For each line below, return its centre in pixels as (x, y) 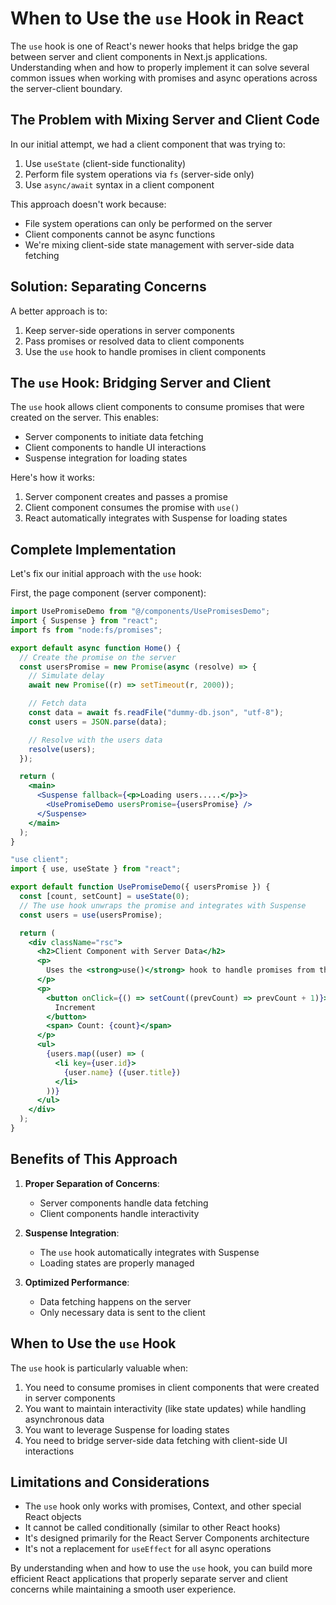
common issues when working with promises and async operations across (164, 78)
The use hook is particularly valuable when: (99, 1368)
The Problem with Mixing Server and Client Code (165, 120)
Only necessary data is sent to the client (122, 1312)
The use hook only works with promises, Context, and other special (163, 1506)
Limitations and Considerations (110, 1482)
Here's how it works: (53, 478)
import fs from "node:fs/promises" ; (86, 630)
